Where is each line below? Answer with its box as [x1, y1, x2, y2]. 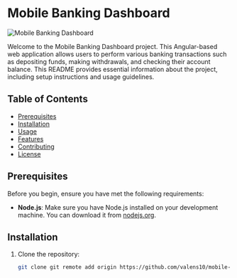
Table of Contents [7, 93, 89, 105]
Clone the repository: [17, 250, 80, 259]
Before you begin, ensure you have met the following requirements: [7, 189, 204, 198]
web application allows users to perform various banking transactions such [7, 50, 227, 58]
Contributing [17, 142, 55, 151]
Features [17, 134, 44, 143]
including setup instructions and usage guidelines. [7, 73, 155, 81]
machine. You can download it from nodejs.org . [17, 210, 156, 219]
